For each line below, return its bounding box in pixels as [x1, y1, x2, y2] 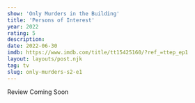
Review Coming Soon [7, 88, 69, 96]
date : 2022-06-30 [7, 42, 58, 49]
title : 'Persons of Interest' [7, 17, 95, 24]
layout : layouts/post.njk [7, 56, 82, 63]
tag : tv [7, 62, 30, 69]
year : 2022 [7, 23, 39, 30]
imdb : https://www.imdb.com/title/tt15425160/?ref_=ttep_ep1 [7, 49, 189, 56]
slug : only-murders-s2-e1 [7, 68, 82, 75]
